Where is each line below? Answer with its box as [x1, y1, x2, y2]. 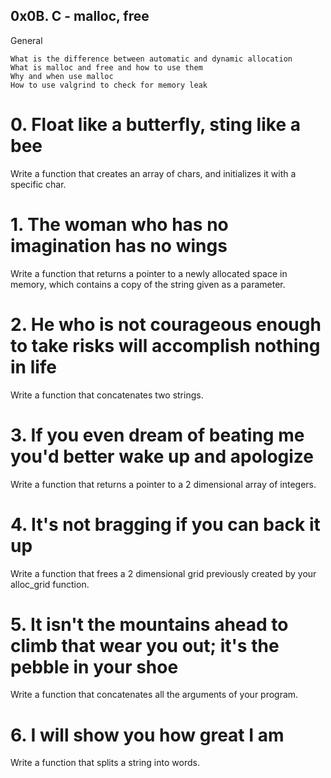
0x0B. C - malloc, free [10, 8, 150, 25]
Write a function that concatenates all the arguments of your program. [10, 689, 299, 701]
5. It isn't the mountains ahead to [10, 613, 289, 636]
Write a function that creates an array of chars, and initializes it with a [10, 167, 297, 179]
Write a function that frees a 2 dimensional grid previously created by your [10, 567, 317, 579]
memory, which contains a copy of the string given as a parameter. [10, 278, 286, 290]
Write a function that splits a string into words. [10, 757, 200, 769]
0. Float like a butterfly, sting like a [10, 114, 301, 136]
